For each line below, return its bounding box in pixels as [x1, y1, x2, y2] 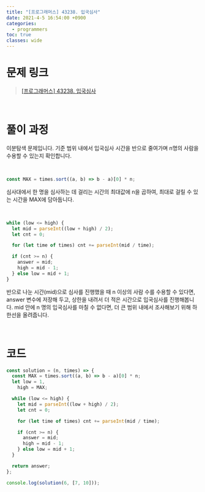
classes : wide [6, 37, 43, 44]
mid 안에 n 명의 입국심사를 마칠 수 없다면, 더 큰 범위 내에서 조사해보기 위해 [14, 303, 192, 310]
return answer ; [12, 463, 51, 469]
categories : [6, 20, 37, 26]
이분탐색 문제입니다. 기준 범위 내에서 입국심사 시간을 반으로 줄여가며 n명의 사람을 [6, 144, 199, 152]
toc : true [6, 32, 32, 38]
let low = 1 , [12, 379, 45, 385]
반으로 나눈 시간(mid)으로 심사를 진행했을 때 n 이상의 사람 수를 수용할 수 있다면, [6, 288, 196, 295]
